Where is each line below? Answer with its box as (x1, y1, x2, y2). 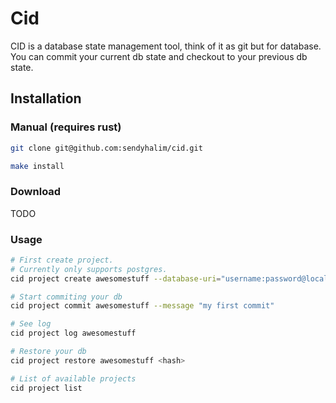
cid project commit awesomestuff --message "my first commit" (10, 301, 275, 311)
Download (10, 185, 62, 199)
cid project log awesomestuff (10, 328, 137, 339)
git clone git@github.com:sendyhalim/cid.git (10, 143, 203, 153)
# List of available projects (10, 373, 137, 384)
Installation (10, 90, 82, 107)
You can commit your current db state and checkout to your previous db (10, 50, 308, 62)
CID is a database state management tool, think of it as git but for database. (10, 40, 322, 52)
